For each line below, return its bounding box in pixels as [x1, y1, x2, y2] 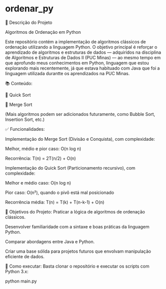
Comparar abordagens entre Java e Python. [5, 238, 95, 244]
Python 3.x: [5, 268, 29, 274]
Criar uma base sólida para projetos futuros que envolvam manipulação [5, 248, 151, 254]
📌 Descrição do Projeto [5, 19, 53, 25]
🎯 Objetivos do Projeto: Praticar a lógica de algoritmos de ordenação [5, 208, 145, 214]
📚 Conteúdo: [5, 80, 33, 86]
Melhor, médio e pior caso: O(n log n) [5, 145, 82, 152]
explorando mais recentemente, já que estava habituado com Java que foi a [5, 65, 160, 71]
